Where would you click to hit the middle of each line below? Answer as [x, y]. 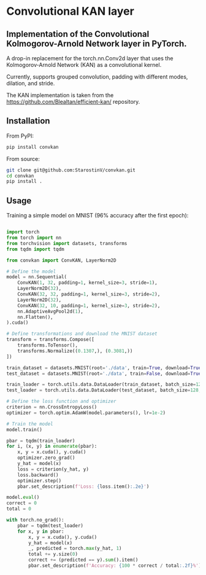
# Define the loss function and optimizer [61, 401]
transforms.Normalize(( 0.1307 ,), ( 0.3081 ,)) [75, 351]
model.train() [25, 429]
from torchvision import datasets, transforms [67, 243]
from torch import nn [34, 238]
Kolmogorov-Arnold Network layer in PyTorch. [97, 43]
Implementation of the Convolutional [78, 34]
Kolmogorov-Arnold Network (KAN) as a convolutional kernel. [84, 65]
